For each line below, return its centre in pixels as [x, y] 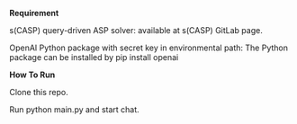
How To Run [32, 75]
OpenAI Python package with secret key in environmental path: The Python [148, 48]
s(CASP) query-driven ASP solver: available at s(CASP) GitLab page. [136, 30]
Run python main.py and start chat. [74, 110]
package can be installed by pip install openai [94, 57]
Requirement [34, 13]
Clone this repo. [39, 92]
